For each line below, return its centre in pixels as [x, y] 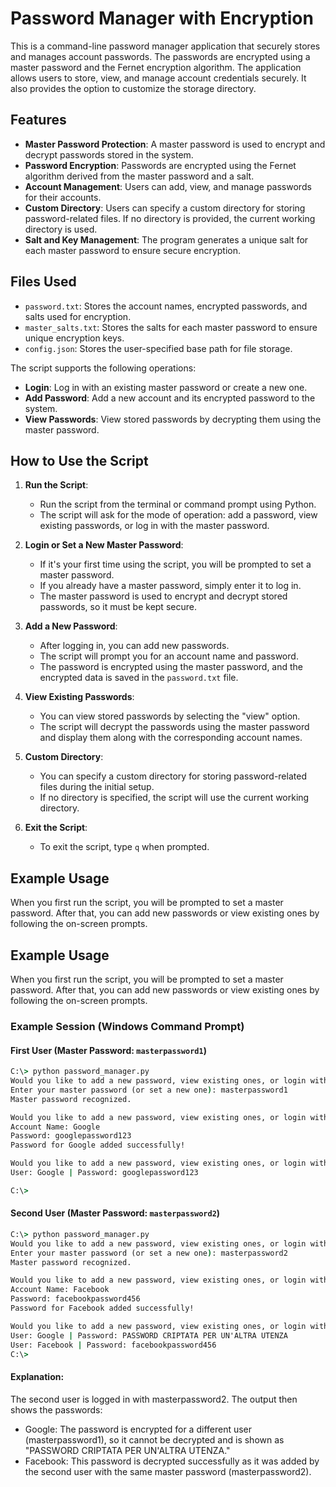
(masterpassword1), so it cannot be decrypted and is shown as [154, 1439]
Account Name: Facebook [60, 1290]
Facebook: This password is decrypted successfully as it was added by [172, 1461]
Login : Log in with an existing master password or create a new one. [166, 387]
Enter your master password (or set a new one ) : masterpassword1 [149, 1090]
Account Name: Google [55, 1127]
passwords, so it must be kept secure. [118, 607]
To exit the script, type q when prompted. [124, 847]
